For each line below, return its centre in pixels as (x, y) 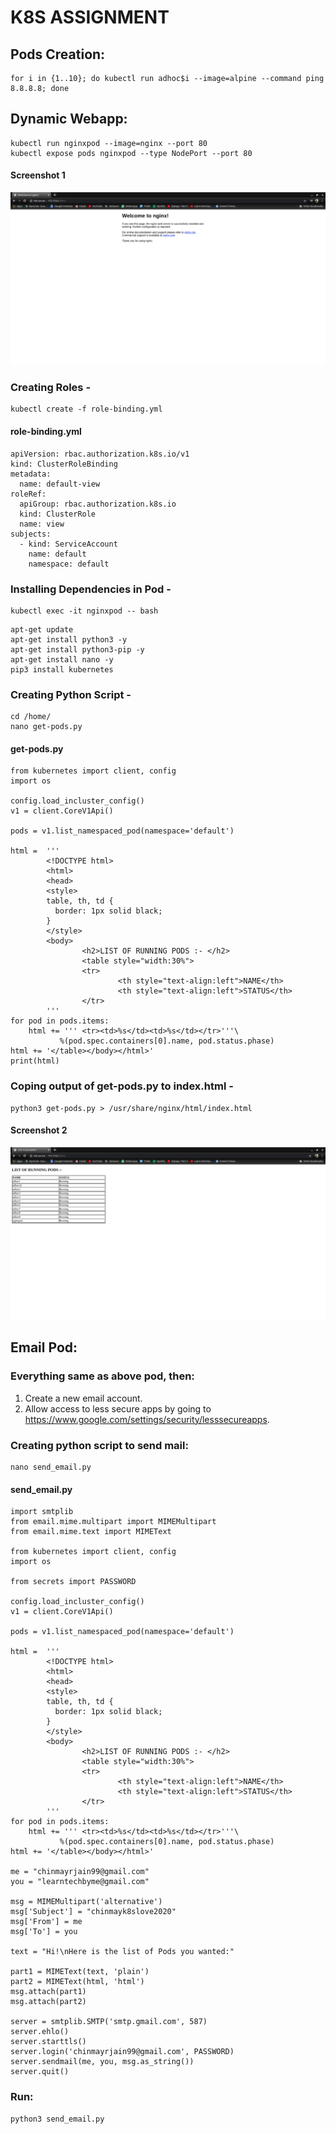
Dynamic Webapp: (69, 119)
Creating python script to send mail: (99, 1445)
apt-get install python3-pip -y (77, 649)
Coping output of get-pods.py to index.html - (122, 1086)
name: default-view (60, 484)
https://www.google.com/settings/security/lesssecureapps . (147, 1419)
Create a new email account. (83, 1398)
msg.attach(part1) (48, 1992)
